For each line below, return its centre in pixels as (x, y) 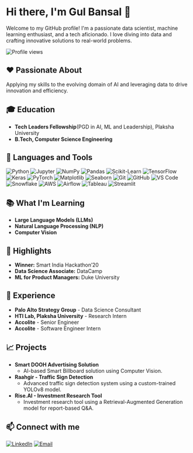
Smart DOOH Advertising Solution (57, 364)
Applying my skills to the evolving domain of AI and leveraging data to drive (97, 84)
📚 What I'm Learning (45, 203)
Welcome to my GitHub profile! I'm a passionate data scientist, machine (92, 28)
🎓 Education (31, 110)
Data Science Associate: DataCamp (58, 271)
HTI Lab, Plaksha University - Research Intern (70, 316)
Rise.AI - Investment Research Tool (58, 395)
